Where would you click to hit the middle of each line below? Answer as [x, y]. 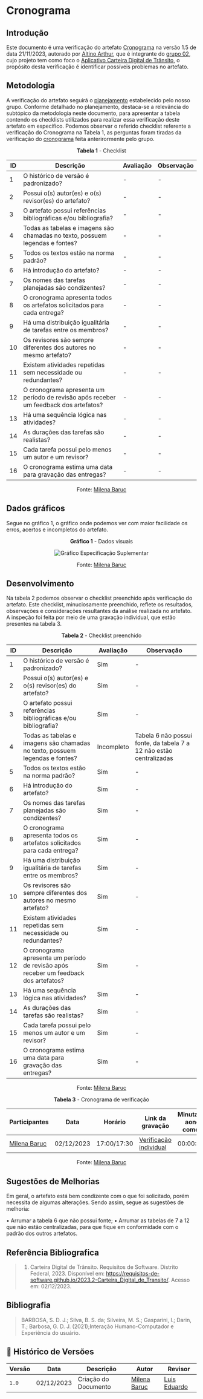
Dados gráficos [36, 509]
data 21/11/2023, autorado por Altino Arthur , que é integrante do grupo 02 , [98, 54]
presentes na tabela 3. [34, 624]
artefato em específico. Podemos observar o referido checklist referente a [99, 126]
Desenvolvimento [40, 584]
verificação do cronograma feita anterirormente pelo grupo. [81, 139]
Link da [155, 1118]
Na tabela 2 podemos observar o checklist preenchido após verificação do [99, 598]
